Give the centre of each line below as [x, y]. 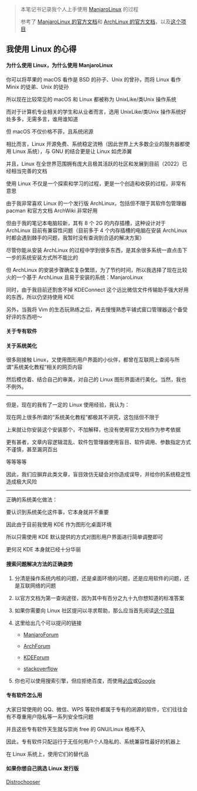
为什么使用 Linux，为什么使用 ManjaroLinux [60, 65]
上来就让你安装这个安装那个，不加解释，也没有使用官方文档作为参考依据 [93, 429]
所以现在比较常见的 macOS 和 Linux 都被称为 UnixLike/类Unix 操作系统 [91, 99]
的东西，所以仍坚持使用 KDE [40, 297]
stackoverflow [40, 669]
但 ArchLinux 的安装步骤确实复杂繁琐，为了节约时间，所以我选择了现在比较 [97, 270]
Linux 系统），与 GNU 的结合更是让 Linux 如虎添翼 [72, 151]
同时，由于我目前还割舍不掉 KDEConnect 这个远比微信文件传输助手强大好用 [97, 289]
